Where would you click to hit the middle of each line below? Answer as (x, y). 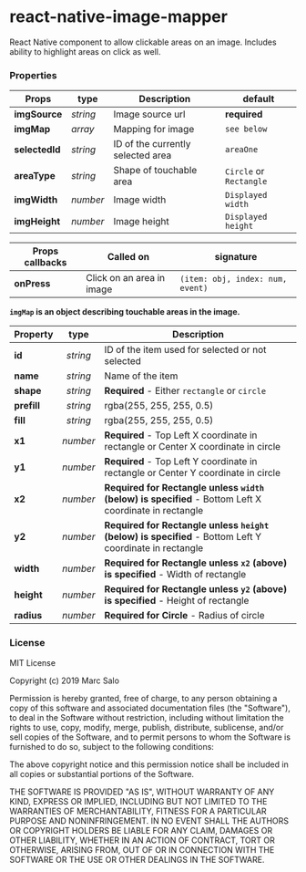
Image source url (149, 114)
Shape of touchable (155, 171)
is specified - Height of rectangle (177, 601)
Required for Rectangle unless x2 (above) (196, 563)
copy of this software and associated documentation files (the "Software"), (150, 708)
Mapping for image (154, 130)
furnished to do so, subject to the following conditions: (112, 746)
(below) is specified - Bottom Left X (183, 499)
